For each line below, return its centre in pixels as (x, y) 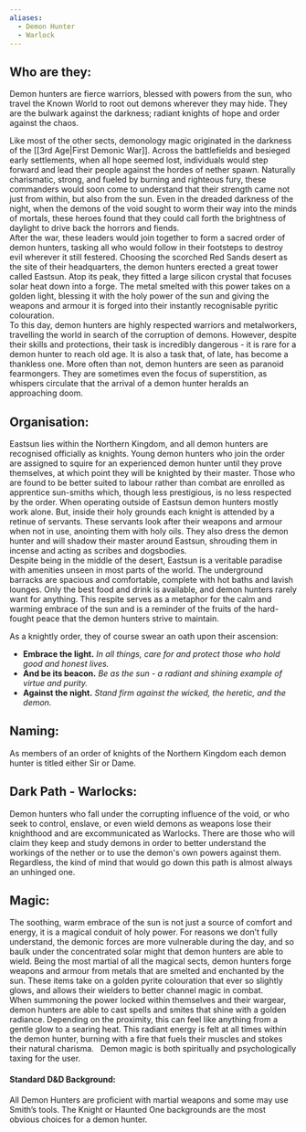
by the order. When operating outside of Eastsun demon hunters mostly (144, 502)
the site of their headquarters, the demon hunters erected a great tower (144, 267)
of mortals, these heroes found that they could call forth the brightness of (148, 218)
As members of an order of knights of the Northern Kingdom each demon (148, 753)
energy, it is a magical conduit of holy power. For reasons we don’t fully (144, 932)
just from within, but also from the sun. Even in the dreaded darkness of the (152, 199)
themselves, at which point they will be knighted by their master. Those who (152, 473)
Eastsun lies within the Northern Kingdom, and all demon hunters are (139, 444)
